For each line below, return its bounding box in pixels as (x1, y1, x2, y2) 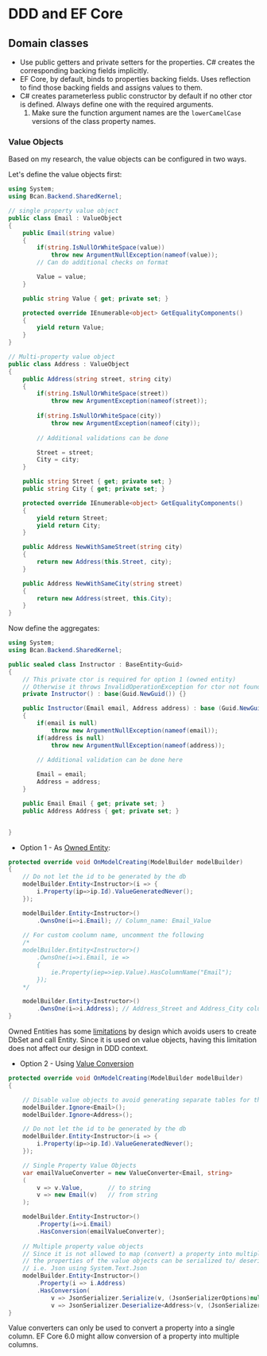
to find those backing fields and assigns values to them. (19, 83, 203, 92)
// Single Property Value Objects (22, 1161, 137, 1169)
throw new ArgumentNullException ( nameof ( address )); (50, 741, 226, 749)
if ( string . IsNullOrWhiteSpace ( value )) (37, 244, 165, 252)
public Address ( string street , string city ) (22, 375, 172, 383)
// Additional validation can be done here (37, 756, 183, 764)
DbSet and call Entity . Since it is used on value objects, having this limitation (8, 1035, 257, 1045)
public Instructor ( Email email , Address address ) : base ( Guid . (22, 705, 240, 713)
